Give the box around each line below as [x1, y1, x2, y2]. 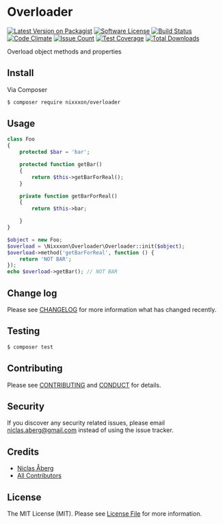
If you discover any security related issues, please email [7, 419, 166, 427]
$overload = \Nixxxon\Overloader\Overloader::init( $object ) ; [7, 243, 185, 250]
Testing [7, 325, 40, 337]
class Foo [7, 136, 36, 143]
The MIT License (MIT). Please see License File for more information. [7, 509, 202, 518]
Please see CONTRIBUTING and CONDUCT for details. [7, 381, 161, 389]
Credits [7, 446, 40, 457]
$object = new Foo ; [7, 236, 63, 243]
